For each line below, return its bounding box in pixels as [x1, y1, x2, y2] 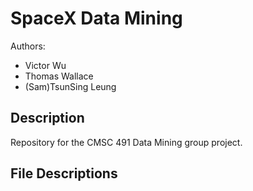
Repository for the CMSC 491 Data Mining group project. [10, 136, 243, 148]
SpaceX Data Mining [10, 7, 183, 30]
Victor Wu [24, 59, 67, 71]
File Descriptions [10, 165, 118, 182]
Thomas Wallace [24, 70, 94, 82]
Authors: [10, 40, 46, 52]
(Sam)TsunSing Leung [24, 80, 117, 92]
